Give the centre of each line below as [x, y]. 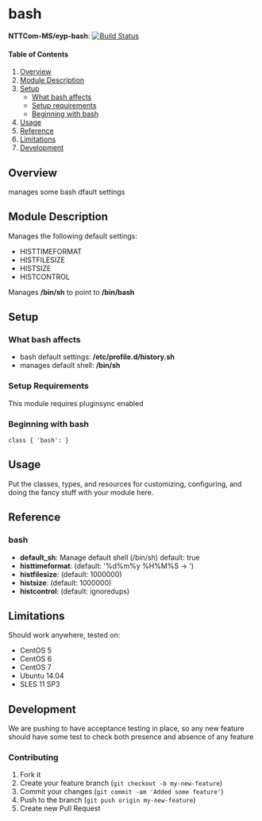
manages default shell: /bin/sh [70, 366]
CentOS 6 [36, 659]
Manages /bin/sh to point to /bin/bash [71, 292]
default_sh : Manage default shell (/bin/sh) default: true [110, 557]
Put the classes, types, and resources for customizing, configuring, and [125, 484]
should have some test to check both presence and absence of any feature [131, 737]
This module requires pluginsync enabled [76, 403]
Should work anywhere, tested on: [64, 635]
